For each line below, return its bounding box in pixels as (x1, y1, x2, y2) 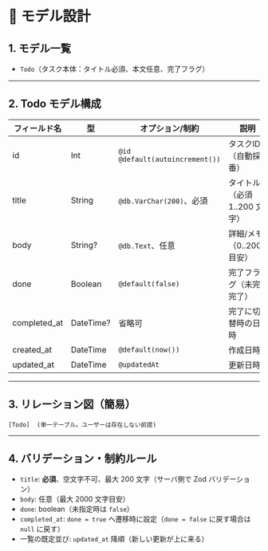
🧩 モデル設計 (8, 7, 92, 26)
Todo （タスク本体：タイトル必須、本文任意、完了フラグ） (19, 65, 210, 73)
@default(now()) (118, 344, 180, 354)
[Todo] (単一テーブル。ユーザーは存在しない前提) (8, 420, 157, 429)
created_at (12, 344, 53, 355)
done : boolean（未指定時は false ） (19, 504, 134, 514)
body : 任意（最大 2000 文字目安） (19, 494, 130, 504)
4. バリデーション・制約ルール (8, 452, 157, 466)
